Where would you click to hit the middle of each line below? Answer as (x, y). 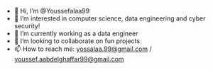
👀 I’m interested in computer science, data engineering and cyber (110, 18)
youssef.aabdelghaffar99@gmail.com (69, 59)
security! (27, 26)
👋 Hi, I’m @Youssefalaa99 (52, 11)
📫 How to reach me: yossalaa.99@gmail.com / (83, 49)
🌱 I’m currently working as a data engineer (76, 33)
